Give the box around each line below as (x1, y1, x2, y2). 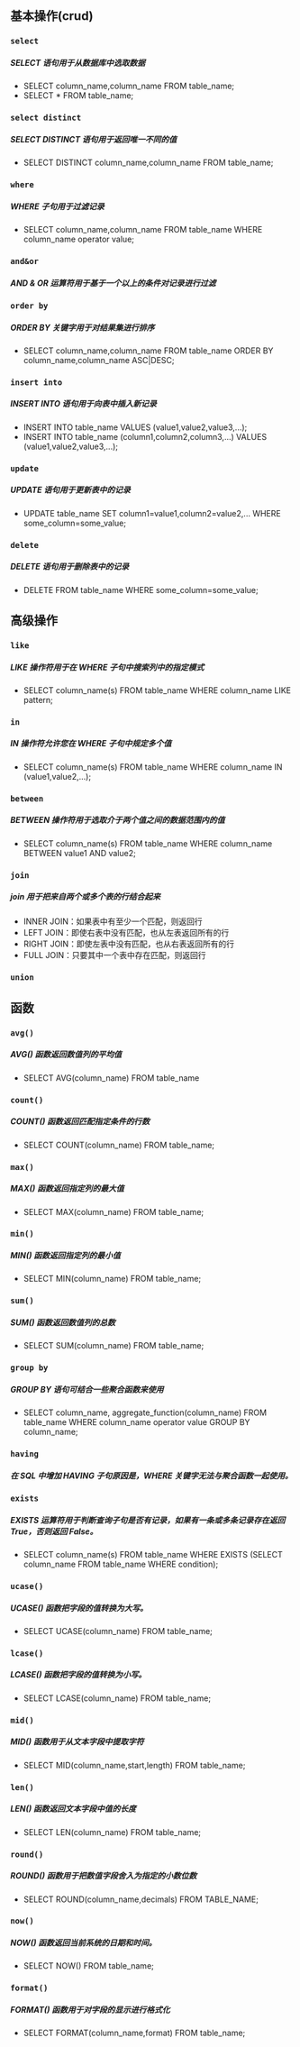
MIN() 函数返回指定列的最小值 (10, 1250, 121, 1261)
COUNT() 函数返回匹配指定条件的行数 (10, 1116, 150, 1127)
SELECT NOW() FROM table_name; (23, 1960, 154, 1971)
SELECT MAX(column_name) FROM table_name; (23, 1206, 205, 1217)
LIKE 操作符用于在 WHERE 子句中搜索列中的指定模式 (10, 662, 205, 672)
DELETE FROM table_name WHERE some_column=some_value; (23, 584, 259, 595)
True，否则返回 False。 (10, 1526, 98, 1537)
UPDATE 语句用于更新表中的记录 (10, 485, 132, 496)
